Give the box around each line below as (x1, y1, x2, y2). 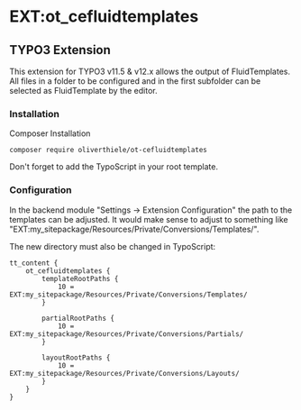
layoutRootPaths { (41, 353, 111, 362)
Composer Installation (9, 128, 91, 139)
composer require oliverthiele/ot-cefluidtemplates (9, 146, 207, 155)
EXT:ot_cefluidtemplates (9, 6, 199, 27)
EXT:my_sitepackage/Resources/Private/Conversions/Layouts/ (9, 369, 241, 378)
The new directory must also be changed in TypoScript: (9, 241, 216, 251)
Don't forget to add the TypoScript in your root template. (9, 161, 219, 172)
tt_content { (9, 259, 59, 268)
